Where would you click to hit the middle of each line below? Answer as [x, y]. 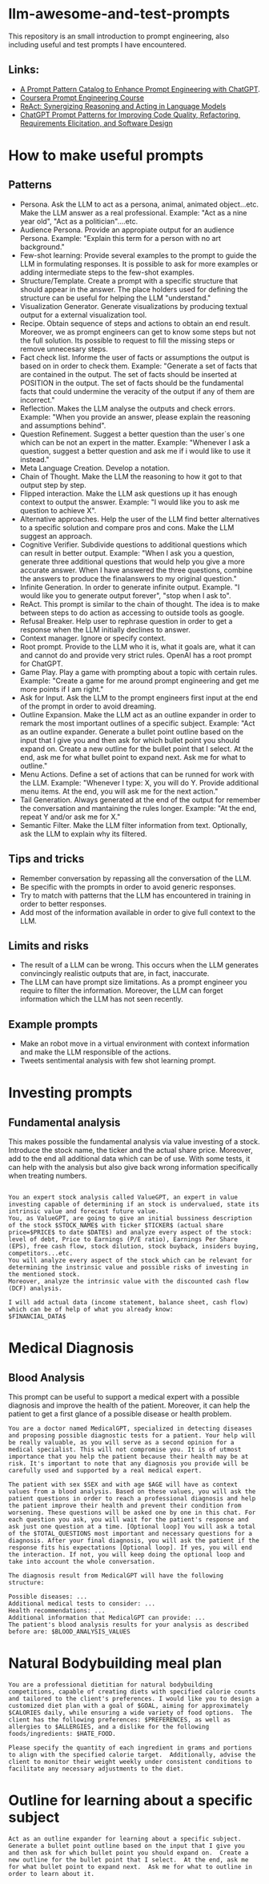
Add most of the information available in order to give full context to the [138, 912]
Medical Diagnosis [71, 1348]
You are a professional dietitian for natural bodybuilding [111, 1685]
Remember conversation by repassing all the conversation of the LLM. [136, 878]
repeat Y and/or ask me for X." [70, 817]
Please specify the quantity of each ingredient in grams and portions [130, 1748]
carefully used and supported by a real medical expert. [105, 1471]
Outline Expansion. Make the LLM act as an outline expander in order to [138, 714]
